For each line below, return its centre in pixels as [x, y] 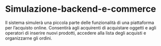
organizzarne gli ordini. [29, 38]
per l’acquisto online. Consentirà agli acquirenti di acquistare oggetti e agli [81, 27]
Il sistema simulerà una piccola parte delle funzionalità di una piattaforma [80, 23]
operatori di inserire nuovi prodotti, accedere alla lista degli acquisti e [76, 33]
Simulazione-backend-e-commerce [80, 9]
